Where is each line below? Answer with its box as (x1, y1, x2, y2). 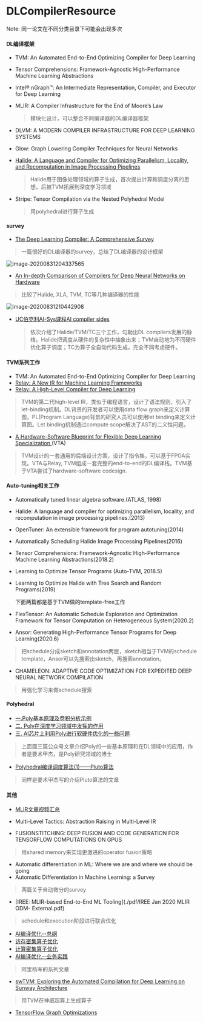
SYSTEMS (15, 133, 41, 141)
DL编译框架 (6, 40, 35, 47)
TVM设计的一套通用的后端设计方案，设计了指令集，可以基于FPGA (21, 452, 186, 459)
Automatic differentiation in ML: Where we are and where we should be (15, 861, 193, 868)
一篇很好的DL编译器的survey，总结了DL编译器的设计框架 (21, 248, 164, 255)
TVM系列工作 (6, 358, 41, 366)
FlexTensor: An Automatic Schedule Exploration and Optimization (15, 610, 178, 617)
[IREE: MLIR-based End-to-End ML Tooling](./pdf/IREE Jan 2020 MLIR (15, 898, 190, 906)
